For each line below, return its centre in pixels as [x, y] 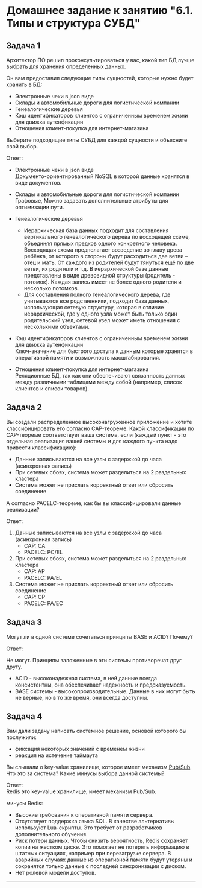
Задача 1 [23, 46]
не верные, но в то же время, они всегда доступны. [82, 697]
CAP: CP [35, 597]
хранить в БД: [24, 84]
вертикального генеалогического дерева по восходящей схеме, [107, 237]
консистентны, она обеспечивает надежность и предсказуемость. [101, 685]
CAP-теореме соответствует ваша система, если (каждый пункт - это [96, 434]
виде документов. [38, 182]
